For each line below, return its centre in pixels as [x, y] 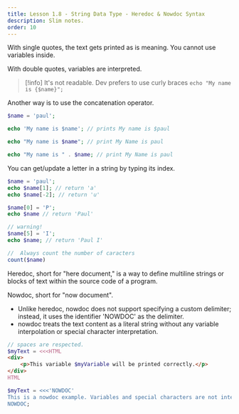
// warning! [25, 227]
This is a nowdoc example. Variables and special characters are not [113, 397]
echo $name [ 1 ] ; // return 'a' [52, 188]
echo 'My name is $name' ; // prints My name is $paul [89, 129]
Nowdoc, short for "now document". [60, 295]
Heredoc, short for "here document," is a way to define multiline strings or [116, 273]
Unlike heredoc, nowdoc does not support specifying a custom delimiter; [124, 308]
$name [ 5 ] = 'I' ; [31, 234]
